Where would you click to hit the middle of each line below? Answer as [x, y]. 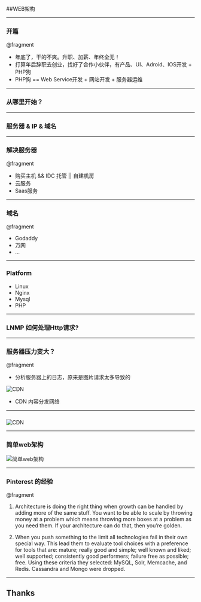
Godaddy [26, 239]
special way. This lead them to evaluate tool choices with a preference [101, 543]
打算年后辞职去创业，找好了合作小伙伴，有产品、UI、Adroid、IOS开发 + [103, 65]
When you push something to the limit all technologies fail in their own [101, 537]
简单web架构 [25, 445]
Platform [19, 273]
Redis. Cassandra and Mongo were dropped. [70, 569]
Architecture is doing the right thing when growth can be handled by [99, 506]
